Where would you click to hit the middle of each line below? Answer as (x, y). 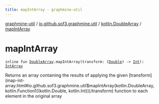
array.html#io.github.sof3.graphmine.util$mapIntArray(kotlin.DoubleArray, (80, 85)
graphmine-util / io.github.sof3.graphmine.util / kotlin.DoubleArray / (73, 24)
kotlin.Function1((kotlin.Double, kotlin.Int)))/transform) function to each (77, 91)
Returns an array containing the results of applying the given (66, 75)
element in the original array (34, 96)
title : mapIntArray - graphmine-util (44, 10)
